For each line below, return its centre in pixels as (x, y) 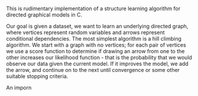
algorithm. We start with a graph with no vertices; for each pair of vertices (96, 45)
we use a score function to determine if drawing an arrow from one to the (95, 51)
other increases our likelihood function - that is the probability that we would (99, 57)
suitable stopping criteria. (37, 76)
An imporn (19, 87)
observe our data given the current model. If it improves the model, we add (98, 64)
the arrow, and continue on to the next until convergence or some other (93, 70)
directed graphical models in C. (44, 15)
